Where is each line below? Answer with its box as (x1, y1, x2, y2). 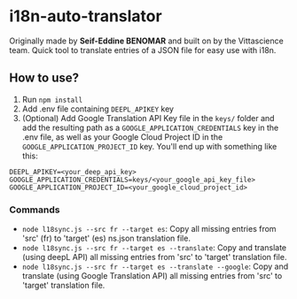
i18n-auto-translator (9, 6, 162, 27)
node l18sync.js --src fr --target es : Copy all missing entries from (21, 224, 277, 234)
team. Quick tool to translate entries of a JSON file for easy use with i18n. (9, 44, 277, 55)
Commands (9, 203, 60, 216)
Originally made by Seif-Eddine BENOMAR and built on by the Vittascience (9, 35, 284, 46)
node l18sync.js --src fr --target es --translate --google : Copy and (21, 261, 289, 272)
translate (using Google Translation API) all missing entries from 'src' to (21, 271, 283, 281)
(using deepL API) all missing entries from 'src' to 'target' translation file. (21, 252, 287, 263)
